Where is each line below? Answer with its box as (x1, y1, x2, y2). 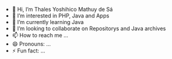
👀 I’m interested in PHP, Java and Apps (12, 12, 110, 19)
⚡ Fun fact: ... (12, 47, 45, 54)
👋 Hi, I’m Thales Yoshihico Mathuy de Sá (12, 6, 113, 13)
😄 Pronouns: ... (12, 40, 51, 48)
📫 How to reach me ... (12, 32, 68, 39)
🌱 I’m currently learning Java (12, 19, 84, 25)
